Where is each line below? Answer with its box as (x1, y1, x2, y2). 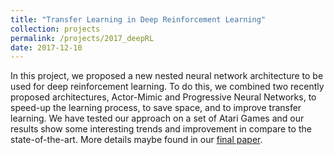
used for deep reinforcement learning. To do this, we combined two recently (10, 81, 325, 93)
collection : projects (10, 24, 101, 34)
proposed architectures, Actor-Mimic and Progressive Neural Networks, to (10, 91, 317, 103)
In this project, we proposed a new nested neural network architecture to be (10, 70, 324, 82)
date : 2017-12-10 (10, 42, 83, 53)
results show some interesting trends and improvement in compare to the (10, 123, 312, 135)
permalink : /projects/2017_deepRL (10, 33, 155, 43)
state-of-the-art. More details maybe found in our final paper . (10, 134, 263, 146)
